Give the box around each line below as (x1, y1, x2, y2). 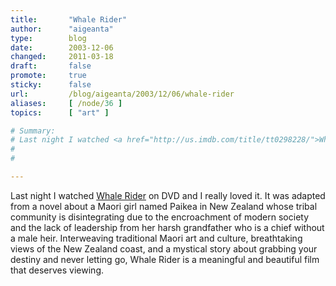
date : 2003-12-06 (10, 42, 114, 53)
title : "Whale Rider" (10, 14, 128, 25)
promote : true (10, 71, 87, 81)
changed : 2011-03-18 (10, 52, 114, 62)
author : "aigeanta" (10, 24, 114, 34)
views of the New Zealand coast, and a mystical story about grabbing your (10, 242, 318, 255)
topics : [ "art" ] (10, 107, 110, 118)
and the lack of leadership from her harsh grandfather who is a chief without (10, 221, 325, 233)
